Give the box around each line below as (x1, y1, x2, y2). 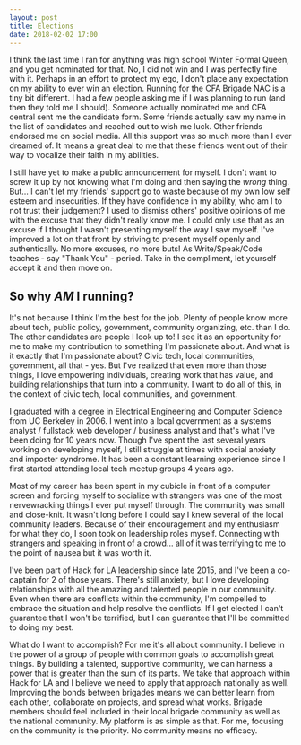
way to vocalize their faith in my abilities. (9, 150, 159, 161)
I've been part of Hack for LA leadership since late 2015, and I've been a (9, 565, 276, 575)
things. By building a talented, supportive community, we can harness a (9, 659, 273, 670)
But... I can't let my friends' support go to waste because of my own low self (9, 186, 291, 197)
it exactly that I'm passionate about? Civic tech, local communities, (9, 351, 255, 362)
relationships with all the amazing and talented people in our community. (9, 584, 277, 595)
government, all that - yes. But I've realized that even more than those (9, 360, 267, 371)
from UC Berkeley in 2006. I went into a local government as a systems (9, 416, 271, 426)
